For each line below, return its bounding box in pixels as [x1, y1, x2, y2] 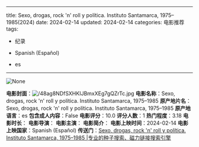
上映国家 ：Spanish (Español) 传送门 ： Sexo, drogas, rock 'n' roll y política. [6, 127, 187, 133]
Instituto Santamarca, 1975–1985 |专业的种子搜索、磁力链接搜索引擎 [6, 134, 171, 141]
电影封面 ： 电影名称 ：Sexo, [6, 90, 176, 97]
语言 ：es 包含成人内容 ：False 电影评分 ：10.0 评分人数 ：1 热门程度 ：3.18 [6, 112, 182, 119]
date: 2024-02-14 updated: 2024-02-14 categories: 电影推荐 [36, 19, 185, 25]
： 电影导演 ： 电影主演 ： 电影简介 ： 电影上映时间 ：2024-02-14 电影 [21, 119, 188, 126]
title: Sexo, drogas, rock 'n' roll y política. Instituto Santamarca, [6, 12, 159, 18]
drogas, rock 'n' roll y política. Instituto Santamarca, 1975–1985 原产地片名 [6, 97, 187, 104]
